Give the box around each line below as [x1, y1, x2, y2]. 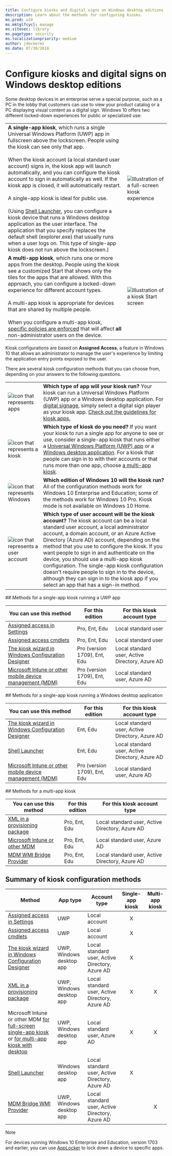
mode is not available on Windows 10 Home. [43, 502, 150, 509]
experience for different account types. [8, 286, 102, 294]
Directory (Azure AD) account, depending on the [43, 536, 160, 543]
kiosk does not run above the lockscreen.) [8, 246, 109, 253]
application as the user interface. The [8, 220, 98, 227]
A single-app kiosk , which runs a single [8, 124, 105, 131]
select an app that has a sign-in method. [43, 581, 141, 588]
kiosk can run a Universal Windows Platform [43, 389, 149, 396]
